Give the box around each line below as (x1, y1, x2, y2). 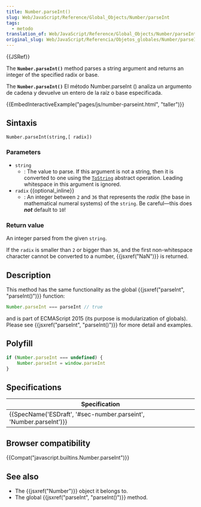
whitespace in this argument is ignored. (23, 181, 121, 188)
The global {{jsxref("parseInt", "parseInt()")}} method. (14, 493, 148, 501)
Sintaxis (6, 118, 38, 128)
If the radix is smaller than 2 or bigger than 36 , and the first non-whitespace (6, 247, 193, 254)
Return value (6, 221, 44, 230)
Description (6, 270, 51, 280)
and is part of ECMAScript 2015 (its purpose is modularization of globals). (6, 315, 188, 322)
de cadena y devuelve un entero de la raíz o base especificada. (6, 89, 163, 96)
